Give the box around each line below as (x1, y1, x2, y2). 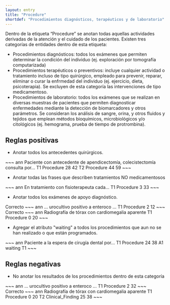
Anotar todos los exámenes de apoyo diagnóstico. (12, 194, 118, 200)
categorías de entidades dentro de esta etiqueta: (5, 42, 108, 48)
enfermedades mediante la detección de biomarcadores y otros (12, 105, 146, 111)
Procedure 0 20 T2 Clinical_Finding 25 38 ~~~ (5, 294, 103, 299)
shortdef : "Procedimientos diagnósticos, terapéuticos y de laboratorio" (5, 17, 165, 22)
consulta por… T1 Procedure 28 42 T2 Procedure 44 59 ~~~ (5, 165, 131, 171)
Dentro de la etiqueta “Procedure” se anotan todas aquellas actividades (5, 31, 155, 37)
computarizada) (12, 62, 46, 68)
